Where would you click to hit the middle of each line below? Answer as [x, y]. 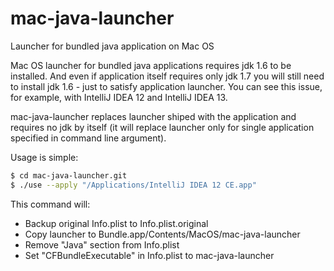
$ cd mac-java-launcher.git [69, 175]
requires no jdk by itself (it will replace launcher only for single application [162, 127]
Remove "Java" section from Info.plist [102, 244]
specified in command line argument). [88, 138]
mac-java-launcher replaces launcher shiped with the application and [153, 116]
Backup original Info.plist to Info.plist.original [116, 223]
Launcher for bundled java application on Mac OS [112, 46]
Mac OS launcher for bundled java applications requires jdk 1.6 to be [151, 65]
